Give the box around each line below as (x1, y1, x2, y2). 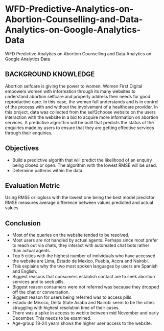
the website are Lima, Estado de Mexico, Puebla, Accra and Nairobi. (12, 258, 149, 264)
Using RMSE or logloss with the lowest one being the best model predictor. (5, 195, 156, 200)
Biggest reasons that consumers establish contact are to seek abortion (12, 274, 155, 280)
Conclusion (5, 219, 41, 227)
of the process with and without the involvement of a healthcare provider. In (5, 104, 158, 110)
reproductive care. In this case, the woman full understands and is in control (5, 99, 159, 105)
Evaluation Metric (5, 181, 60, 190)
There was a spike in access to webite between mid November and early (12, 310, 159, 316)
